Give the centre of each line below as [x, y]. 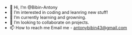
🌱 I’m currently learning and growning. [48, 17]
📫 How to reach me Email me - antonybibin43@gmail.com [68, 28]
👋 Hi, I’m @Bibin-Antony [33, 7]
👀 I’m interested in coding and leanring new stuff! [59, 12]
